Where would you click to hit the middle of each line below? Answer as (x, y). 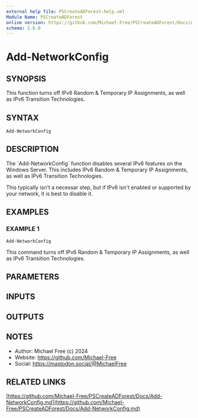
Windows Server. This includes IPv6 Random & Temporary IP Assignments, (97, 170)
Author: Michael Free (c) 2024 (51, 351)
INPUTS (21, 297)
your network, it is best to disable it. (49, 193)
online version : (26, 22)
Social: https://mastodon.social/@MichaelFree (70, 363)
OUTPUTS (25, 316)
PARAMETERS (33, 276)
